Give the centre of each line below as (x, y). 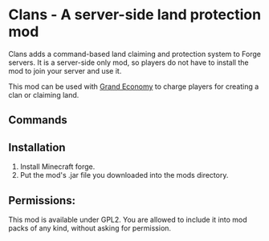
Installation (37, 147)
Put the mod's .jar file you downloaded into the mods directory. (124, 175)
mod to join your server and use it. (65, 70)
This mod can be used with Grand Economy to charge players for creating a (134, 86)
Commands (38, 120)
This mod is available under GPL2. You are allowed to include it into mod (128, 219)
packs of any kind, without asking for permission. (90, 228)
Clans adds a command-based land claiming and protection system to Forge (134, 54)
